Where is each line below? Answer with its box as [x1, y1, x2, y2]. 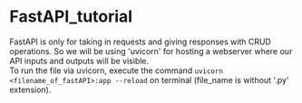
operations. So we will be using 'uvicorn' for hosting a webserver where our [9, 45, 293, 56]
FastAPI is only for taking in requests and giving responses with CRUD [9, 36, 272, 47]
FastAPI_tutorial [9, 6, 133, 27]
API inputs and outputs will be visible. [9, 55, 150, 66]
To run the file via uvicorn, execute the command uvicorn [9, 65, 224, 76]
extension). [9, 84, 52, 95]
